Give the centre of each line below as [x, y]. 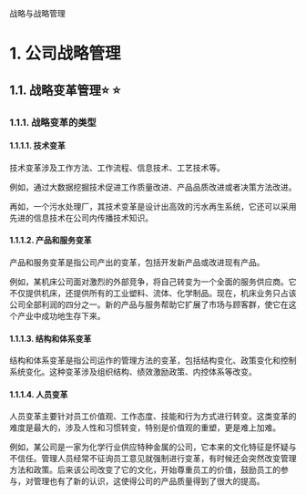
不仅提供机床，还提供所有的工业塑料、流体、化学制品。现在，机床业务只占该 [153, 293]
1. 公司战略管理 [65, 54]
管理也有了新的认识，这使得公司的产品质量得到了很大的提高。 [149, 481]
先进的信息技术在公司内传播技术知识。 [81, 218]
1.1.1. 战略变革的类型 [53, 122]
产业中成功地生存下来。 [61, 315]
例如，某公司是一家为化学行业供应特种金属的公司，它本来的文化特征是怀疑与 [153, 447]
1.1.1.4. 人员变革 [39, 394]
